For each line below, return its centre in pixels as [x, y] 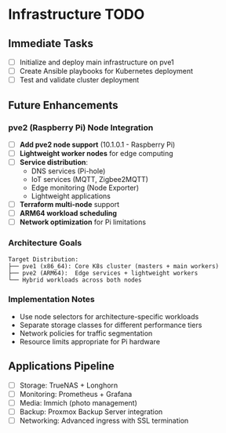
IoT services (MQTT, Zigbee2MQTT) [90, 180]
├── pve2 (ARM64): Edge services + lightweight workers [103, 273]
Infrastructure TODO [77, 15]
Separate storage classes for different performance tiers [111, 325]
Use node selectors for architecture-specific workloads [109, 316]
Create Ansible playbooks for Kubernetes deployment [106, 71]
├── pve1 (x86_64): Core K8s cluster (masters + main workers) [114, 266]
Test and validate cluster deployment [79, 80]
